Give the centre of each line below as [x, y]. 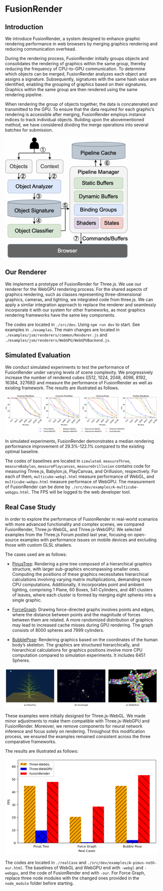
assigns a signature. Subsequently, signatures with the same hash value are [81, 79]
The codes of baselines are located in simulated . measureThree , [68, 461]
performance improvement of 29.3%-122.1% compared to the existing [75, 446]
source [12, 540]
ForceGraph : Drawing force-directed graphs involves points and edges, [83, 609]
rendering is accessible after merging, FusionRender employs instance [75, 114]
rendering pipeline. [24, 95]
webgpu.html [17, 493]
